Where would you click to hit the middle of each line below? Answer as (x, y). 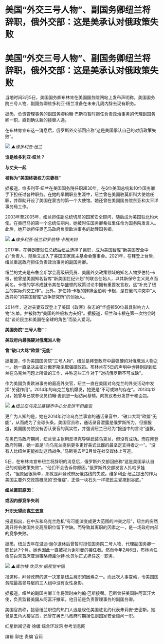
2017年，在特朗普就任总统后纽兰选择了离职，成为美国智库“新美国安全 (75, 250)
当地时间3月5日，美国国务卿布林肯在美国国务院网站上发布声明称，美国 (76, 98)
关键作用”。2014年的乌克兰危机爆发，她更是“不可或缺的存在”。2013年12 (83, 390)
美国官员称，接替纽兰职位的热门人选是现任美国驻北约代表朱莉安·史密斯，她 (80, 610)
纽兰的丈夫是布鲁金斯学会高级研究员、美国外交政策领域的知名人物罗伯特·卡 (80, 272)
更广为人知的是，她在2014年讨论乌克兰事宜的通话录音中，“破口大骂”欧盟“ (79, 416)
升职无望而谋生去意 (24, 511)
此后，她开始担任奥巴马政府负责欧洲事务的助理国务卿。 (60, 229)
